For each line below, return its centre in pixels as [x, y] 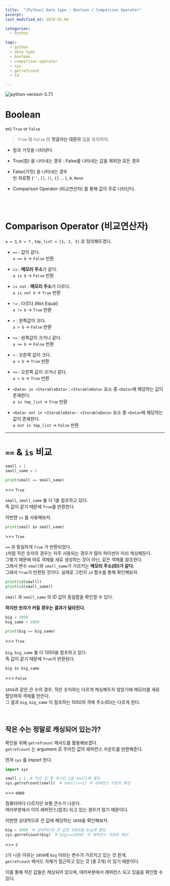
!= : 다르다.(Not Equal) [35, 303]
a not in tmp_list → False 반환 [46, 425]
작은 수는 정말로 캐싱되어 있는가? [53, 730]
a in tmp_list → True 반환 [40, 402]
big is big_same [22, 668]
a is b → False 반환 [33, 275]
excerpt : [14, 15]
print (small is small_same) [35, 527]
